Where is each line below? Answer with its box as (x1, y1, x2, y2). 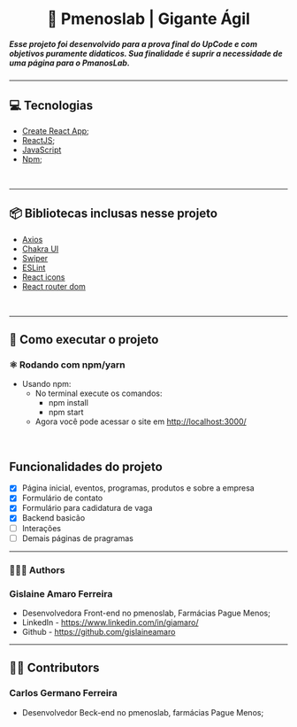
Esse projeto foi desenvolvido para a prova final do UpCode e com (9, 38, 258, 49)
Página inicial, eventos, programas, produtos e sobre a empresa (21, 483, 255, 493)
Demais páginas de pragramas (21, 532, 134, 544)
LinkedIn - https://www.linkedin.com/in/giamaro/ (21, 616, 199, 628)
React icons (21, 271, 65, 282)
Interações (21, 522, 62, 533)
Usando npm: (21, 379, 72, 390)
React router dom (21, 281, 87, 291)
